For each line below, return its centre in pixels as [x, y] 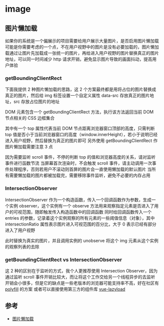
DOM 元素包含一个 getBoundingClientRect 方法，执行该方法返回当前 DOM [79, 112]
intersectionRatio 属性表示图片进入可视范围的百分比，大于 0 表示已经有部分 [81, 224]
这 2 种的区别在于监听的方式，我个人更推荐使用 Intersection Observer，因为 [81, 271]
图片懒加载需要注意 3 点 [29, 147]
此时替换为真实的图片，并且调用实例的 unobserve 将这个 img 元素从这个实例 [82, 241]
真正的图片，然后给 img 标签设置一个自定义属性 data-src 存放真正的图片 [77, 96]
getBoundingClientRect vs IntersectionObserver [64, 260]
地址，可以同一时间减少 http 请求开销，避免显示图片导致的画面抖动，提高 [79, 59]
